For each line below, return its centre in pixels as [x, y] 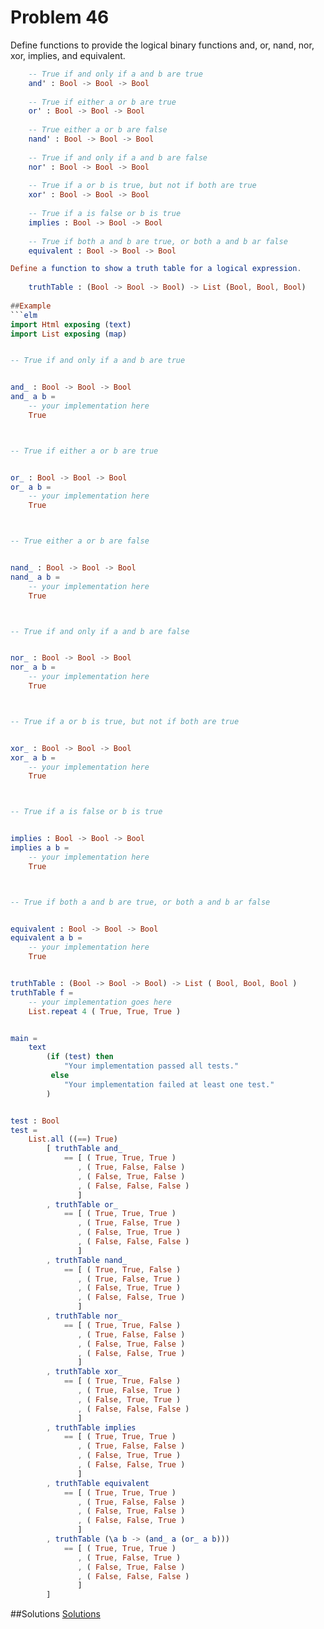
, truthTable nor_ [84, 1316]
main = [24, 1038]
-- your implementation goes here [100, 1002]
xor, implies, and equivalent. [68, 55]
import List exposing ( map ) [69, 334]
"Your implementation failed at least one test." [169, 1084]
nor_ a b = [33, 667]
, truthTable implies [91, 1427]
